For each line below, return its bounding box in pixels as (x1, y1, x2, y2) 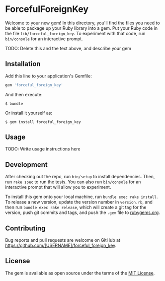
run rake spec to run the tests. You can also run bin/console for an (5, 179, 141, 185)
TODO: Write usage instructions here (5, 146, 81, 152)
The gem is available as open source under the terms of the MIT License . (5, 270, 155, 276)
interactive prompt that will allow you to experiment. (5, 184, 111, 190)
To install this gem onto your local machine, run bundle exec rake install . (5, 194, 158, 200)
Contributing (5, 224, 46, 232)
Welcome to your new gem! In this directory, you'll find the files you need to (5, 20, 160, 26)
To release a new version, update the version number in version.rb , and (5, 199, 153, 205)
